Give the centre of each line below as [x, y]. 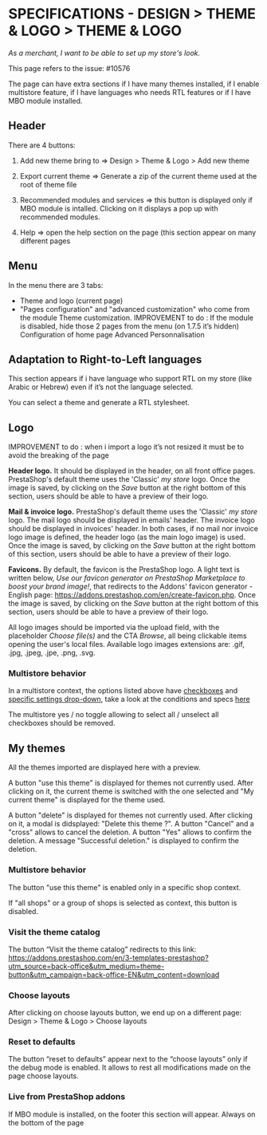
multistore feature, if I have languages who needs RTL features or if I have [130, 92]
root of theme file [48, 184]
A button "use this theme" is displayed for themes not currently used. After [131, 783]
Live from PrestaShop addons [67, 1097]
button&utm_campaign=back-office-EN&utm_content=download [114, 975]
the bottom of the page [46, 1122]
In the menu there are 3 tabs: [56, 285]
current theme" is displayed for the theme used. [87, 800]
